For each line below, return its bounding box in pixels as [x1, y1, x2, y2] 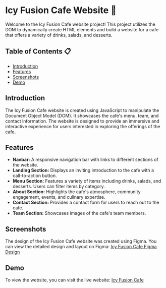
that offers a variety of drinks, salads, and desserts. [5, 32, 113, 38]
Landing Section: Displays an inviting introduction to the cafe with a [12, 167, 154, 174]
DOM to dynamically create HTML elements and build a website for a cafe [5, 26, 159, 32]
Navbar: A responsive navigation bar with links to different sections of [12, 156, 159, 163]
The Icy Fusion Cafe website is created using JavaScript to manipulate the [5, 107, 159, 113]
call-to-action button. [12, 172, 57, 179]
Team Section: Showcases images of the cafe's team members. [12, 210, 146, 216]
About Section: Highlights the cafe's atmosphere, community [12, 189, 141, 195]
